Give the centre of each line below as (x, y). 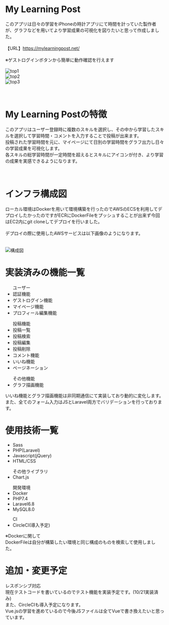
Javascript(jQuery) (32, 455)
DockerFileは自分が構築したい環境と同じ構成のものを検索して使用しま (78, 542)
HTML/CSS (24, 461)
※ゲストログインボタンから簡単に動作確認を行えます (60, 60)
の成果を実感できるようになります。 (43, 161)
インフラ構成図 (36, 194)
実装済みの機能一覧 (45, 273)
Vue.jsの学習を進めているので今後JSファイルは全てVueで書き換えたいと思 (82, 611)
